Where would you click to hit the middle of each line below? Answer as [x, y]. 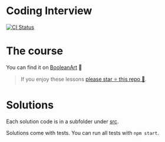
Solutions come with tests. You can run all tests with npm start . [82, 133]
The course [35, 51]
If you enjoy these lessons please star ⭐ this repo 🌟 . [83, 79]
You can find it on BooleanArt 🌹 [44, 67]
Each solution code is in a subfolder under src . [62, 121]
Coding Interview [49, 11]
